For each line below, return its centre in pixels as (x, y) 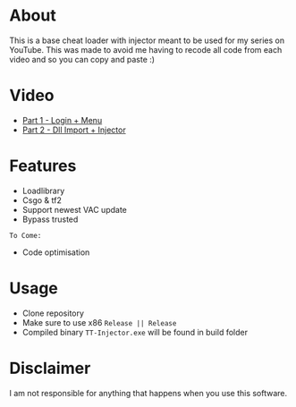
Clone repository (53, 313)
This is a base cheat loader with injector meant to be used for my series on (147, 40)
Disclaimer (50, 368)
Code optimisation (56, 252)
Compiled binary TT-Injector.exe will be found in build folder (135, 332)
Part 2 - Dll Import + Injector (74, 130)
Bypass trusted (50, 219)
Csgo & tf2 (42, 200)
